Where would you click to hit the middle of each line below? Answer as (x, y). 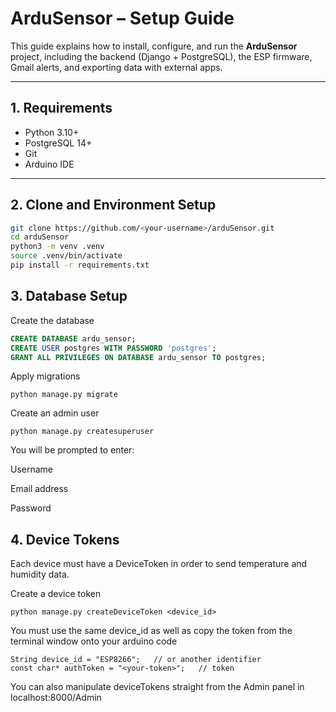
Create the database (52, 320)
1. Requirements (61, 108)
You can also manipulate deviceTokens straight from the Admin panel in (157, 687)
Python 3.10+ (52, 132)
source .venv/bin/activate (66, 256)
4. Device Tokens (65, 539)
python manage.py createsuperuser (82, 432)
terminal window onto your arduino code (94, 641)
